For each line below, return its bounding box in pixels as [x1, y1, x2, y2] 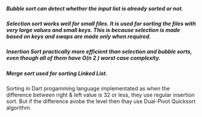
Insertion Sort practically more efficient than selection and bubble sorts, [6, 48, 192, 55]
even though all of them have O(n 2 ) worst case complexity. [6, 54, 161, 62]
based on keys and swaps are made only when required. [6, 33, 151, 40]
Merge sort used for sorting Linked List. [6, 69, 108, 77]
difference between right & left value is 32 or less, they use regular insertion [6, 91, 195, 99]
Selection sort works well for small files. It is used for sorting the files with [6, 20, 196, 27]
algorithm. [6, 104, 32, 112]
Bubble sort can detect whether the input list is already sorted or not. [6, 5, 184, 12]
